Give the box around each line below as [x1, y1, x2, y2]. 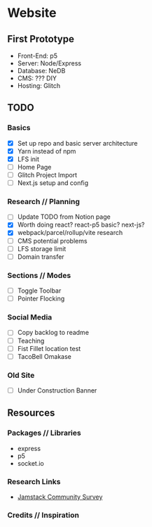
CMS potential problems [17, 236, 88, 245]
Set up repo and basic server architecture [17, 139, 138, 147]
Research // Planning [7, 196, 81, 206]
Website [7, 5, 57, 21]
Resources [7, 407, 55, 419]
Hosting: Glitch [17, 82, 61, 89]
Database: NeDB [17, 67, 66, 75]
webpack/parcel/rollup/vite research [17, 229, 123, 237]
